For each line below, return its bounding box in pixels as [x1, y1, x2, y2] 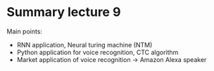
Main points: [6, 27, 43, 35]
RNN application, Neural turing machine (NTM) [16, 40, 153, 49]
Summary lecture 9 [6, 4, 121, 20]
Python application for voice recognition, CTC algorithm [16, 48, 179, 56]
